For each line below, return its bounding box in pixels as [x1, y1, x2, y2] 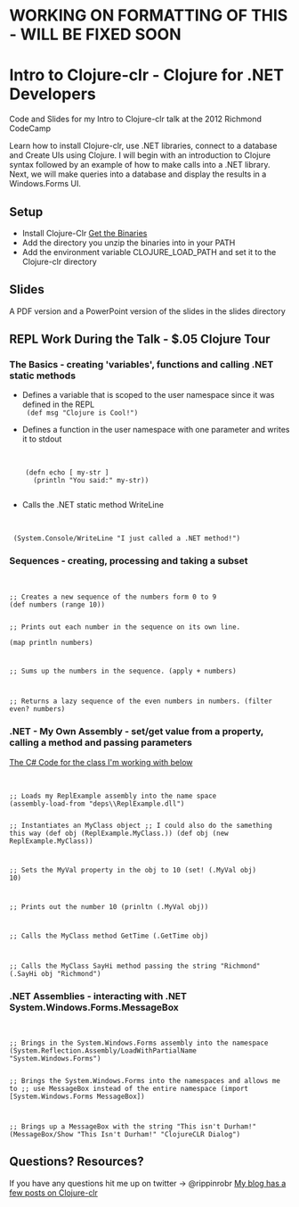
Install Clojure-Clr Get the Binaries [21, 227, 148, 238]
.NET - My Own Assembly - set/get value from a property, [9, 725, 264, 738]
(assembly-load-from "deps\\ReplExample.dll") [9, 799, 185, 808]
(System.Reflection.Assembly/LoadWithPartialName [9, 1046, 198, 1055]
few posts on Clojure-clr [9, 1187, 98, 1198]
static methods [9, 369, 77, 382]
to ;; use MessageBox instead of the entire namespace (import [9, 1084, 249, 1093]
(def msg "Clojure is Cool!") [26, 409, 139, 417]
